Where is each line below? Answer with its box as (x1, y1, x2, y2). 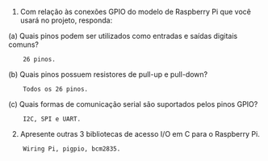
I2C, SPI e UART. (23, 115, 82, 123)
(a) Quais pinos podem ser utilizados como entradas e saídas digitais (8, 32, 238, 40)
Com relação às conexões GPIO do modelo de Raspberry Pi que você (19, 7, 252, 16)
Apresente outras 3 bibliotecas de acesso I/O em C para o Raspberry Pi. (19, 129, 260, 138)
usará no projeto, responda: (19, 15, 113, 25)
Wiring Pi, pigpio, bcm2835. (23, 145, 121, 153)
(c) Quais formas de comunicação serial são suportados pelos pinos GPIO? (8, 100, 258, 108)
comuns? (8, 40, 39, 49)
